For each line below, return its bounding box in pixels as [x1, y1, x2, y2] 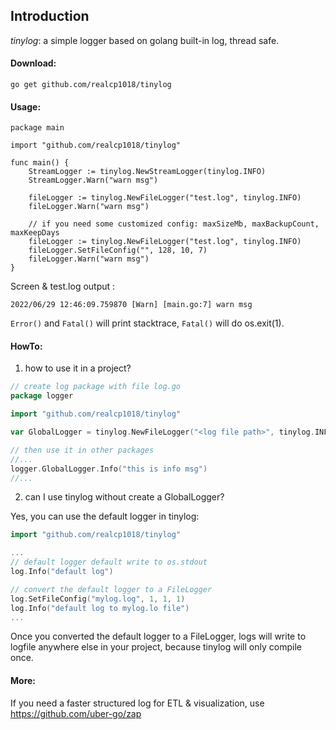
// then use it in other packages [10, 445, 155, 455]
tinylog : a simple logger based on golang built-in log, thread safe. [10, 34, 280, 46]
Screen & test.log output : [10, 280, 116, 293]
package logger [10, 391, 74, 401]
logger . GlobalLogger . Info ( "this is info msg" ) [10, 464, 208, 474]
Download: [10, 57, 57, 69]
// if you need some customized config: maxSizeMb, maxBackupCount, [28, 219, 320, 229]
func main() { [10, 158, 70, 168]
